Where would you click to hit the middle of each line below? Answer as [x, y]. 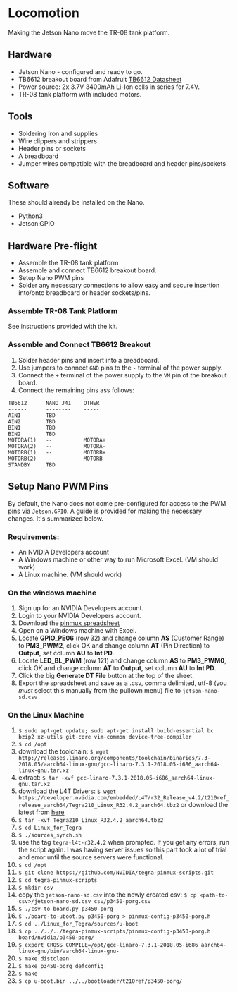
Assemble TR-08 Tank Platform [63, 311]
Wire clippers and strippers [58, 141]
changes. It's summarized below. [56, 518]
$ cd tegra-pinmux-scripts [58, 881]
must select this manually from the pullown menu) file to [100, 691]
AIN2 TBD [32, 421]
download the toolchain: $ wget [63, 751]
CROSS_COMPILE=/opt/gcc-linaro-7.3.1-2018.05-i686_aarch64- [137, 945]
